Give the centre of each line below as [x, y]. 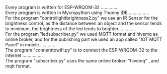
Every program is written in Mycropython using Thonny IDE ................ [77, 13]
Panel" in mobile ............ [30, 45]
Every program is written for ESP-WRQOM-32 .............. [62, 7]
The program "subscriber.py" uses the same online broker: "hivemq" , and [82, 61]
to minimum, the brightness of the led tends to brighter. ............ [71, 29]
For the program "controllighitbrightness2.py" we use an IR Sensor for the [82, 18]
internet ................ [24, 55]
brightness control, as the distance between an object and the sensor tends [83, 23]
